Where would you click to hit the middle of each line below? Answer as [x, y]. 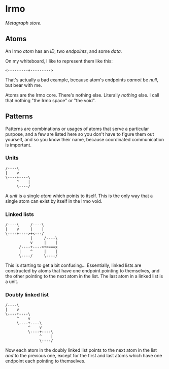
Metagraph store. [24, 23]
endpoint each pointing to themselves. [45, 361]
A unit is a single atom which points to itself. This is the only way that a [79, 196]
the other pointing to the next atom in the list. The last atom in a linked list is [84, 276]
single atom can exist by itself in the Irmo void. [54, 201]
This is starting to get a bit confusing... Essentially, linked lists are [73, 265]
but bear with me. [24, 85]
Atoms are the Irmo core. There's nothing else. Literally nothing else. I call [82, 95]
